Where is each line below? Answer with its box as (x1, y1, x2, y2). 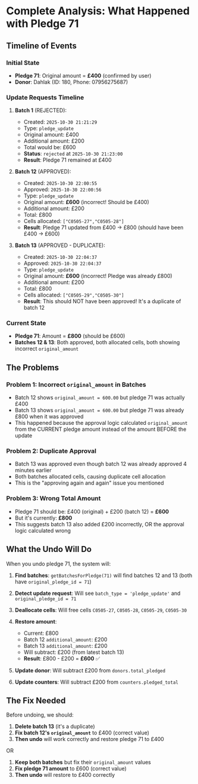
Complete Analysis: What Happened (6, 4, 190, 18)
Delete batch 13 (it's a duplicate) (14, 723, 95, 730)
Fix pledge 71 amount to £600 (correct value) (14, 765, 127, 772)
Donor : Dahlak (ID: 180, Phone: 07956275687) (14, 78, 128, 85)
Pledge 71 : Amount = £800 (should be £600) (14, 332, 125, 339)
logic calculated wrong (14, 527, 71, 534)
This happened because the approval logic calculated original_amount (14, 419, 188, 427)
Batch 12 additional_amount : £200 (23, 635, 108, 643)
